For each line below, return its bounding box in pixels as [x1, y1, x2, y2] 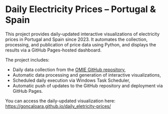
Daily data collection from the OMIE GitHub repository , [12, 67, 126, 73]
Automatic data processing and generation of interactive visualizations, [12, 72, 161, 78]
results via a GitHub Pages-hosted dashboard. [5, 47, 102, 53]
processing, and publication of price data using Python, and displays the [5, 41, 156, 47]
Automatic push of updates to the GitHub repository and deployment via [12, 82, 163, 89]
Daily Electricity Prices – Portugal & [5, 4, 156, 15]
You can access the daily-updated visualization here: [5, 97, 115, 104]
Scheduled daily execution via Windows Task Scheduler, [12, 77, 131, 83]
